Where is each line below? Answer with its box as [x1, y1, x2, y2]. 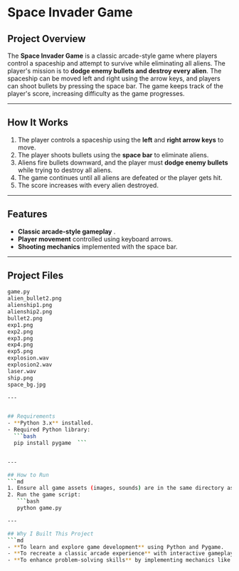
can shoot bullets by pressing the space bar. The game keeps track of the [7, 82, 224, 90]
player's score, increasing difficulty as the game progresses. [7, 90, 185, 98]
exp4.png [7, 341, 33, 349]
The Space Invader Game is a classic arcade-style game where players [7, 51, 218, 60]
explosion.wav [7, 355, 50, 362]
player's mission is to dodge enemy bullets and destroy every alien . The [7, 67, 222, 75]
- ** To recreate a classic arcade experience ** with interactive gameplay [7, 550, 234, 557]
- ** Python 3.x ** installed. [7, 419, 94, 427]
